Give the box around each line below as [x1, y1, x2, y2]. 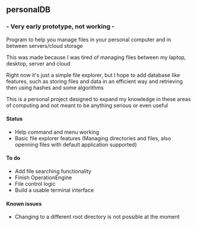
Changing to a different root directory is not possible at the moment [14, 213, 180, 221]
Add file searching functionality [14, 168, 92, 175]
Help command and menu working [14, 128, 100, 135]
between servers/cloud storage [6, 42, 83, 49]
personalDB [6, 5, 50, 15]
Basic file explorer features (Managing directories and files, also [14, 134, 171, 141]
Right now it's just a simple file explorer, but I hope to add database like [6, 71, 180, 79]
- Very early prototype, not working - [6, 22, 115, 31]
